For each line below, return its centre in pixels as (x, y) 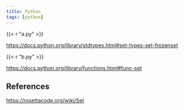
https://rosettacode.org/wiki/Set (45, 101)
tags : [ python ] (25, 17)
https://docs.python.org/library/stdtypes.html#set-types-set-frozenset (92, 45)
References (28, 86)
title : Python (24, 11)
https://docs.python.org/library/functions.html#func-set (74, 68)
